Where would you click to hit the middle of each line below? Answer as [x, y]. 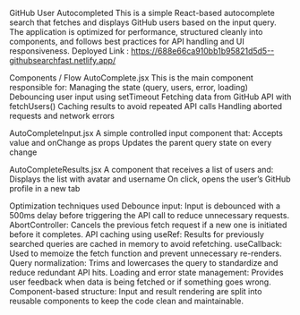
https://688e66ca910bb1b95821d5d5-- [203, 51]
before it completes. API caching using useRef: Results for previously [137, 234]
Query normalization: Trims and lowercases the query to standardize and [144, 263]
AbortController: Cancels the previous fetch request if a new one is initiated [148, 225]
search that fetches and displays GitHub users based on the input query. [143, 22]
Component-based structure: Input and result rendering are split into [136, 291]
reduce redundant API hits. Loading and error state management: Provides [146, 272]
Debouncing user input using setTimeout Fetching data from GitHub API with [150, 97]
